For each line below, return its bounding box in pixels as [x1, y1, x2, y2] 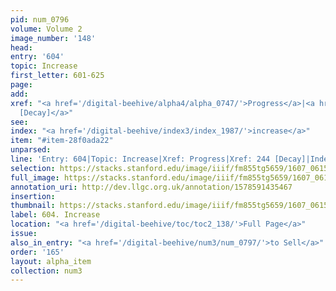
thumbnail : [10, 201, 56, 211]
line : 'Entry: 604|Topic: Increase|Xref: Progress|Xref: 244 [10, 154, 271, 164]
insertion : [10, 191, 56, 201]
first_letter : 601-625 [10, 71, 105, 81]
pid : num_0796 [10, 14, 70, 25]
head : [10, 42, 33, 53]
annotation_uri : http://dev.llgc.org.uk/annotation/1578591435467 [10, 182, 293, 192]
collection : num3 [10, 266, 83, 276]
